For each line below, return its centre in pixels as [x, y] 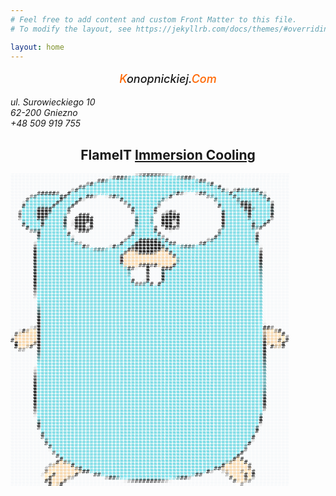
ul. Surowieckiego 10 [53, 102]
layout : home [37, 47]
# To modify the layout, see [71, 29]
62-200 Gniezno [44, 113]
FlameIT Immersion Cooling [168, 154]
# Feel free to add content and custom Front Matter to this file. [154, 19]
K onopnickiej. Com [168, 79]
